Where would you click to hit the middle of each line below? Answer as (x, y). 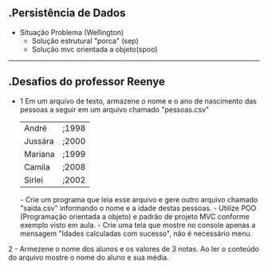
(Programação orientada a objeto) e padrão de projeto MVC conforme (134, 216)
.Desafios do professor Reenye (87, 82)
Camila (37, 166)
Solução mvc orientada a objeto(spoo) (95, 49)
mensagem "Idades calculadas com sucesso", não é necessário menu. (136, 233)
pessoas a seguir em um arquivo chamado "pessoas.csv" (114, 109)
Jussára (39, 141)
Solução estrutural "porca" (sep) (85, 41)
